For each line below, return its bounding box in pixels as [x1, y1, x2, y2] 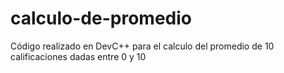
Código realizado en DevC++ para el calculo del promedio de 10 [10, 40, 275, 52]
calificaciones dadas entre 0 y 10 [10, 50, 147, 62]
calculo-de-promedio [10, 7, 192, 30]
